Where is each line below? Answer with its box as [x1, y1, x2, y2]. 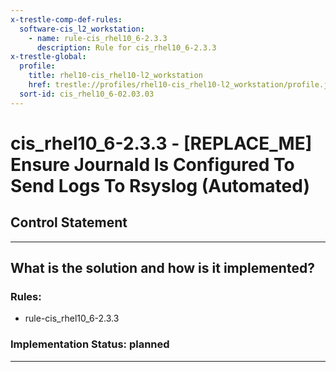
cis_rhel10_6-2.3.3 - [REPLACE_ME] [10, 132, 313, 155]
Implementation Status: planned [10, 337, 170, 351]
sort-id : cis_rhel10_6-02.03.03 [19, 89, 155, 99]
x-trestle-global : [10, 52, 87, 62]
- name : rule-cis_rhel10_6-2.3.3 [28, 33, 168, 43]
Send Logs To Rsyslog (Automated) [10, 174, 310, 197]
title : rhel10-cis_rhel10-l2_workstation [28, 71, 203, 81]
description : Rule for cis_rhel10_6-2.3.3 [36, 42, 217, 53]
